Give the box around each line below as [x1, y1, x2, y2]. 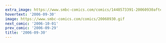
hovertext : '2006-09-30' [5, 12, 56, 17]
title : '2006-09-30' [5, 30, 48, 35]
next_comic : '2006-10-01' [5, 21, 58, 26]
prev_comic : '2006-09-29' [5, 26, 58, 31]
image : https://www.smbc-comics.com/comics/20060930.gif [5, 16, 125, 21]
